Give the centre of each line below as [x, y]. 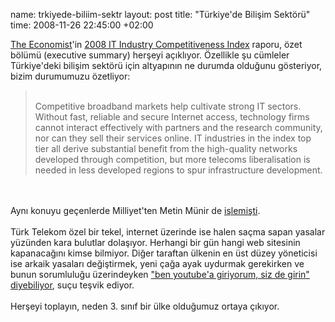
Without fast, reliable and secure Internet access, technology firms [172, 117]
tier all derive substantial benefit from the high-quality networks [166, 148]
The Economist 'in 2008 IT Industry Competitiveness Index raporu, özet [156, 44]
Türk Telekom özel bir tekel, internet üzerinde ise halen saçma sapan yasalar [168, 232]
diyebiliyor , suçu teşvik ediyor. [72, 285]
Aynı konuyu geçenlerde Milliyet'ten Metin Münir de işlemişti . [135, 210]
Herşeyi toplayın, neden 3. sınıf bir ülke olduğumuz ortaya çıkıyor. [145, 306]
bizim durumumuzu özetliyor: [70, 76]
